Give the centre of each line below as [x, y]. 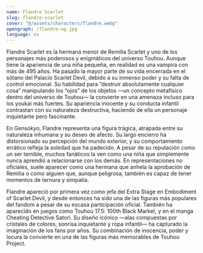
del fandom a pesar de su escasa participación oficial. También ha [89, 205]
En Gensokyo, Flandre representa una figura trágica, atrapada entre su [95, 128]
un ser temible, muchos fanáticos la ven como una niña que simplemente [98, 154]
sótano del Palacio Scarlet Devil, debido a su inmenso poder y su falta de [98, 78]
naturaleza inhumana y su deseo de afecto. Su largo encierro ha [87, 135]
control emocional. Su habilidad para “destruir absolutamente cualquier [95, 84]
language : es [23, 35]
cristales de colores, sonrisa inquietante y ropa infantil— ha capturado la [97, 224]
